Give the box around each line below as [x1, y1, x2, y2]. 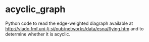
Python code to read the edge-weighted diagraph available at [5, 20, 133, 26]
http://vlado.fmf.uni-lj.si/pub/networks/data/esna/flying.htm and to [5, 25, 144, 31]
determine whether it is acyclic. [5, 31, 71, 37]
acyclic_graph [5, 4, 66, 15]
